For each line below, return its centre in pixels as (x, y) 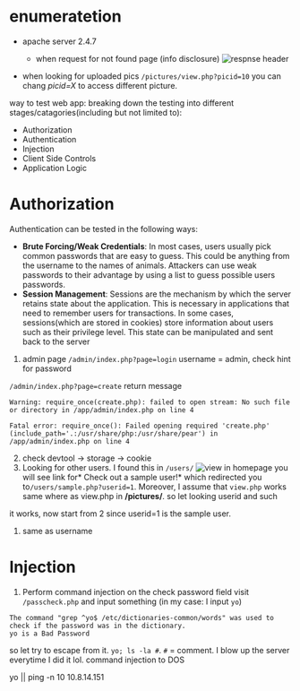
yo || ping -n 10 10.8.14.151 (57, 677)
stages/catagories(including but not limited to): (96, 112)
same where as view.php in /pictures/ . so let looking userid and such (150, 496)
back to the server (56, 341)
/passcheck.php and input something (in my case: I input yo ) (132, 601)
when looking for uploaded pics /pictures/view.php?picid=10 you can (152, 76)
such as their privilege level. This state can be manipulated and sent (148, 332)
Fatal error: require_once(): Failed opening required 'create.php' (140, 426)
